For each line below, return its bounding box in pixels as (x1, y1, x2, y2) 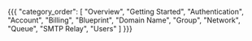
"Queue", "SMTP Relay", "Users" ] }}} (7, 24, 133, 33)
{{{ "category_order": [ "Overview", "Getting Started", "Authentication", (7, 7, 245, 16)
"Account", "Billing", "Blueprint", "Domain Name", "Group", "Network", (7, 15, 241, 25)
